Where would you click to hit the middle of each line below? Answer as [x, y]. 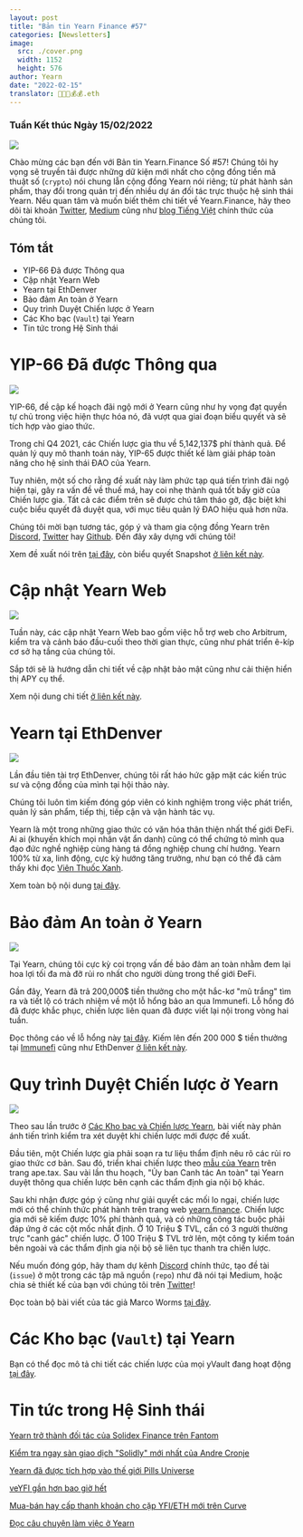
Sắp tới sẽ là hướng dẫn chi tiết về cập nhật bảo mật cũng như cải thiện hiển [151, 669]
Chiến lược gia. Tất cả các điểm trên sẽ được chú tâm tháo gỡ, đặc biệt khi [148, 499]
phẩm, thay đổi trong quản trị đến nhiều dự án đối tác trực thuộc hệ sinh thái [151, 190]
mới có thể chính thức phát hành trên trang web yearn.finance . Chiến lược [147, 1210]
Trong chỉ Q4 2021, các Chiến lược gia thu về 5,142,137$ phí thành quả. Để [148, 443]
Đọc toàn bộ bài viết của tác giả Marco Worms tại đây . [110, 1302]
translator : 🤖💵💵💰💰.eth [54, 93]
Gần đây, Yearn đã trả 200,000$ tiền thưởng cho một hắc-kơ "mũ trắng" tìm [151, 991]
